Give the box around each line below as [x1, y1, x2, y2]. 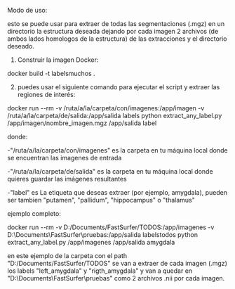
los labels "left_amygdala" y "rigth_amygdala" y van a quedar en [7, 266, 193, 275]
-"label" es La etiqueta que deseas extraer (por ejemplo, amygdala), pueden [7, 188, 228, 196]
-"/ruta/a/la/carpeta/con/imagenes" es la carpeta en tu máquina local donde [7, 146, 228, 154]
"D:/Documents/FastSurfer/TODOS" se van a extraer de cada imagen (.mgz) [7, 259, 228, 267]
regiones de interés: [17, 91, 76, 98]
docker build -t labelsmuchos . [7, 70, 96, 77]
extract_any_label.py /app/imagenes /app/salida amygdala [7, 238, 175, 246]
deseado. [7, 42, 35, 50]
